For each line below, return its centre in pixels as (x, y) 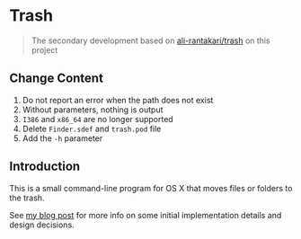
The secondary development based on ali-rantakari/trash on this (151, 40)
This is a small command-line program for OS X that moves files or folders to (151, 188)
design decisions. (42, 225)
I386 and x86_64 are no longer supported (97, 119)
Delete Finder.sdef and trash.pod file (92, 128)
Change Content (56, 79)
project (44, 49)
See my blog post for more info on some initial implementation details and (146, 215)
